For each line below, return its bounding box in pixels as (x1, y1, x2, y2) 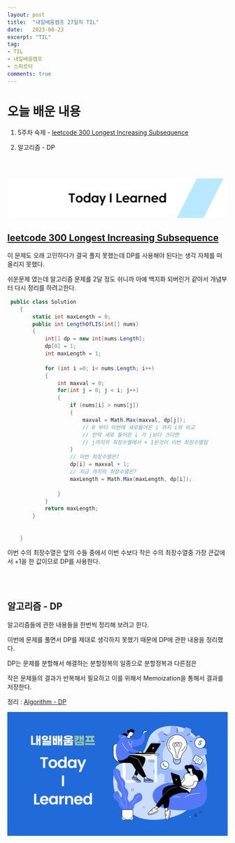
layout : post (7, 11, 45, 18)
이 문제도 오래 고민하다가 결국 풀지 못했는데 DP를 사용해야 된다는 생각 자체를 (7, 251, 215, 259)
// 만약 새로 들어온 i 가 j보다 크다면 (82, 431, 180, 438)
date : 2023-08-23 (7, 26, 64, 33)
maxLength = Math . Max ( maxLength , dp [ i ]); (69, 475, 192, 482)
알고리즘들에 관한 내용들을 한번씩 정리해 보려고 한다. (7, 620, 149, 629)
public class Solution (10, 298, 77, 305)
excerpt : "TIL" (7, 34, 52, 41)
